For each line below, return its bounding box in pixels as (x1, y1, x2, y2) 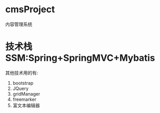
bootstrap (12, 80, 34, 86)
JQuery (12, 85, 29, 92)
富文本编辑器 (12, 102, 40, 108)
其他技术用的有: (5, 70, 38, 76)
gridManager (12, 91, 40, 97)
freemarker (12, 96, 37, 102)
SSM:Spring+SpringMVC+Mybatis (5, 52, 155, 64)
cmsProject (5, 4, 55, 15)
